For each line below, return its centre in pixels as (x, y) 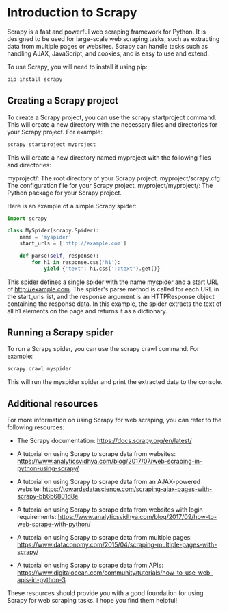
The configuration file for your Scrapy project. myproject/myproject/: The (110, 185)
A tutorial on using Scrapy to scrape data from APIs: (90, 565)
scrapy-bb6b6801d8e (48, 496)
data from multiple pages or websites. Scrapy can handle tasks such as (108, 46)
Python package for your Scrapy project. (64, 193)
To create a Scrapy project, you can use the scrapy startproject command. (112, 117)
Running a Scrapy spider (60, 333)
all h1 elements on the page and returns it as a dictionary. (87, 311)
